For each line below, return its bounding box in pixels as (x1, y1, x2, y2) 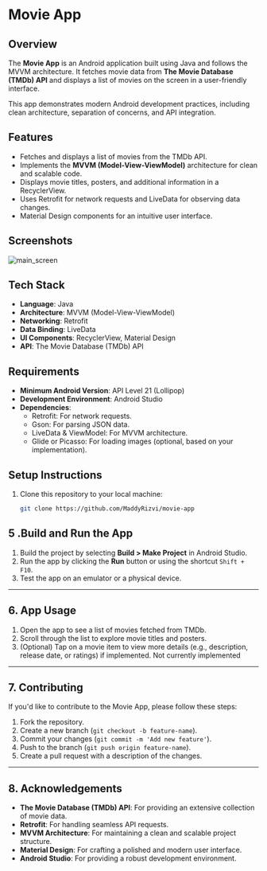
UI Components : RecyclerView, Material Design (19, 333, 176, 343)
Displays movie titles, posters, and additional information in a (19, 177, 219, 186)
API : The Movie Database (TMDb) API (19, 342, 145, 351)
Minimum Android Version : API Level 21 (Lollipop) (19, 386, 185, 396)
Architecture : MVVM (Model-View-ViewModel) (19, 308, 176, 318)
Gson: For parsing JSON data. (31, 420, 130, 429)
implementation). (31, 445, 87, 455)
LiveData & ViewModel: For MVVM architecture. (31, 428, 188, 438)
